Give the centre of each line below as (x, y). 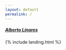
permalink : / (19, 14)
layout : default (22, 10)
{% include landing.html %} (33, 42)
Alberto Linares (22, 30)
